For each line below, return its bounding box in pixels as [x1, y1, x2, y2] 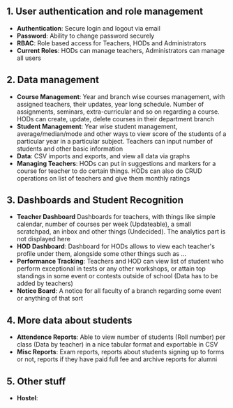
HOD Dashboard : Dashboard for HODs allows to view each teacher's [16, 242, 216, 250]
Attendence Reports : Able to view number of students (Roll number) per [16, 333, 226, 341]
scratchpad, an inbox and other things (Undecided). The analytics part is [16, 227, 226, 236]
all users [16, 54, 41, 62]
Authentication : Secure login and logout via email [16, 24, 161, 32]
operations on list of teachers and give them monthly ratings [16, 174, 190, 182]
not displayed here [16, 235, 70, 243]
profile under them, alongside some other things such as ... [16, 250, 186, 258]
